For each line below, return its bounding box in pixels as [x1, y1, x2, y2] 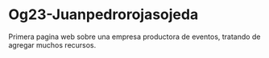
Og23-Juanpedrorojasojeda [8, 6, 199, 24]
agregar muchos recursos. [8, 40, 97, 49]
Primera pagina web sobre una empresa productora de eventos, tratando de [8, 32, 261, 41]
